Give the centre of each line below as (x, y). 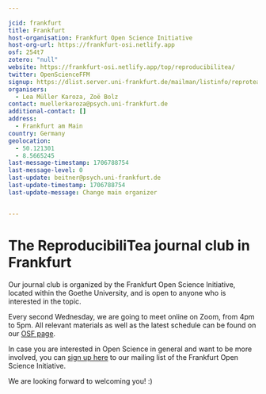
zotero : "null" (33, 60)
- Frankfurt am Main (49, 126)
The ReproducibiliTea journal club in (129, 245)
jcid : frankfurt (35, 23)
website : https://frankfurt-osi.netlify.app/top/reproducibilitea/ (122, 67)
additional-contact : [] (47, 112)
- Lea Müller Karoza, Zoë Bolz (67, 97)
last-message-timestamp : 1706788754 (68, 163)
